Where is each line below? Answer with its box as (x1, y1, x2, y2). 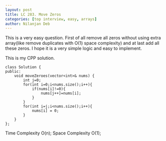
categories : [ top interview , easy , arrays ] (5, 16, 97, 21)
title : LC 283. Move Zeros (5, 12, 61, 17)
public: (5, 69, 21, 74)
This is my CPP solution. (5, 55, 55, 61)
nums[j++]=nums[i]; (40, 91, 81, 96)
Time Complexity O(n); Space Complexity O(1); (5, 130, 101, 136)
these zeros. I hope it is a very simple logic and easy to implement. (5, 45, 142, 51)
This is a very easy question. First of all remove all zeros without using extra (5, 35, 161, 41)
